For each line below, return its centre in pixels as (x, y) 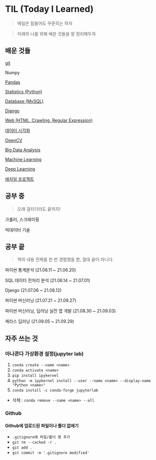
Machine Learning (23, 159)
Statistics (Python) (24, 92)
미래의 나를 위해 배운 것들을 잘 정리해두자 (56, 33)
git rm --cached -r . (34, 443)
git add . (22, 448)
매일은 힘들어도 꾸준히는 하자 (45, 23)
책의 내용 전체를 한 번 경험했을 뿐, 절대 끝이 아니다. (65, 260)
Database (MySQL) (24, 101)
